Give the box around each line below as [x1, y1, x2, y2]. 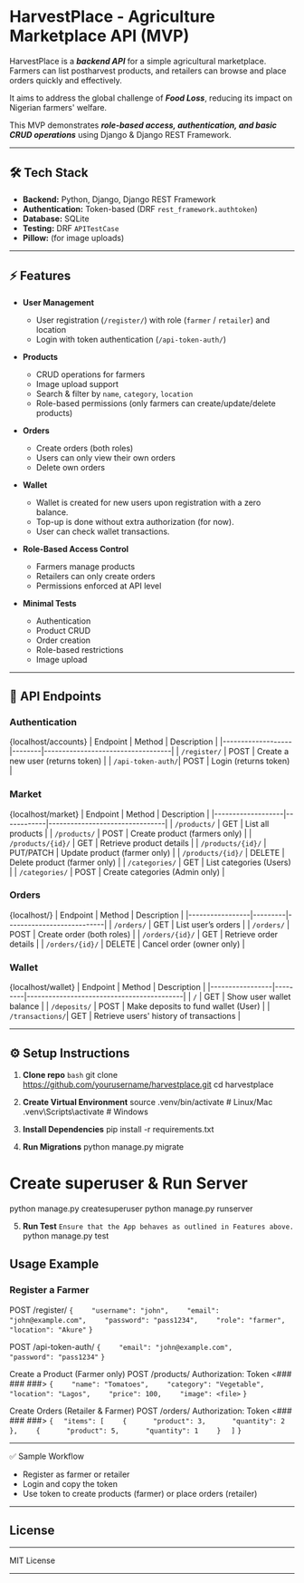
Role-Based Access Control [22, 543, 129, 554]
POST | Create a [228, 746, 290, 757]
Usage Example [9, 1257, 100, 1272]
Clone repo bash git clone [22, 1069, 119, 1080]
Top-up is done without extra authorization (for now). [35, 516, 234, 527]
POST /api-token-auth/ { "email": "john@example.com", [9, 1341, 233, 1352]
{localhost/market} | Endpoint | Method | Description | [9, 809, 210, 820]
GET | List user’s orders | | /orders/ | [153, 918, 290, 930]
